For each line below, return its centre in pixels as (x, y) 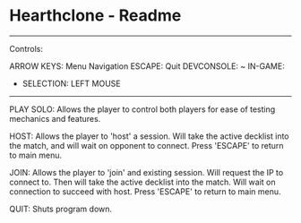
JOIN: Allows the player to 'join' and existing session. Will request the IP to (146, 172)
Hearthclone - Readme (95, 16)
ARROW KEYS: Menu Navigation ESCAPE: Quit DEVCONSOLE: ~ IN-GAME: (147, 66)
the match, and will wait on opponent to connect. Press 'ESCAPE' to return (146, 145)
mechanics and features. (55, 118)
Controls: (26, 48)
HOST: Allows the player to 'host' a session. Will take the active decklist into (149, 136)
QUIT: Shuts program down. (61, 209)
